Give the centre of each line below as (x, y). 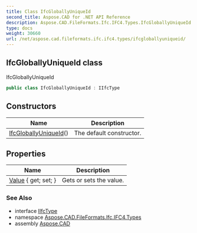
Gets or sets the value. (93, 181)
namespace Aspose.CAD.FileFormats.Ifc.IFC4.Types (78, 217)
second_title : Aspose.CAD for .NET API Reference (68, 17)
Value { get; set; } (33, 181)
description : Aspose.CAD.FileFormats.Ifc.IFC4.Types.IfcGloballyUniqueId (99, 22)
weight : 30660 (24, 34)
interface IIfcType (36, 211)
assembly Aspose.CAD (42, 223)
